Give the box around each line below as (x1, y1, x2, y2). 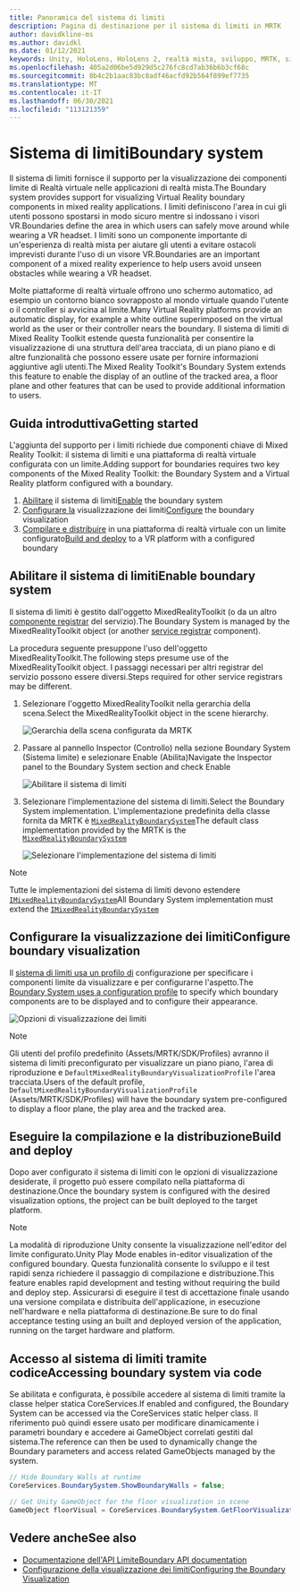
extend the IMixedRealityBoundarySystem (9, 903, 159, 914)
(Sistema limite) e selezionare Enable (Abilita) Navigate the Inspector (21, 751, 272, 762)
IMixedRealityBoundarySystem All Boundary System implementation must (9, 894, 274, 904)
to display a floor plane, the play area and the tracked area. (9, 1103, 226, 1114)
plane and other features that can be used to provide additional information (9, 381, 286, 391)
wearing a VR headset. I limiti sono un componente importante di (9, 230, 247, 241)
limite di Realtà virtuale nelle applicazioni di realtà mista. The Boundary (9, 183, 267, 193)
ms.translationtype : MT (9, 80, 98, 89)
